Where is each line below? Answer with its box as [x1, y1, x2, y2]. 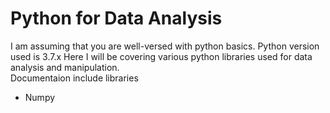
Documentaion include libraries [10, 72, 139, 84]
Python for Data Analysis [10, 7, 223, 30]
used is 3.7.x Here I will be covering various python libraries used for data [10, 50, 313, 62]
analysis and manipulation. [10, 61, 120, 73]
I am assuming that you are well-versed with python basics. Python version [10, 40, 320, 52]
